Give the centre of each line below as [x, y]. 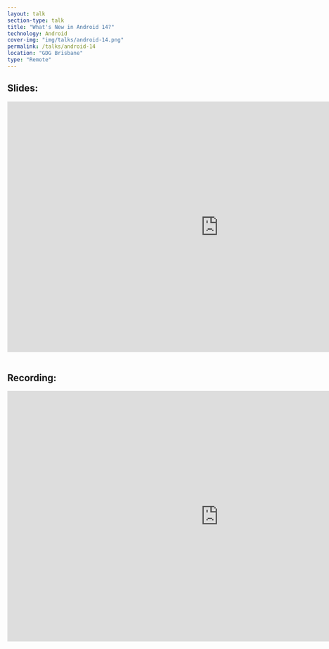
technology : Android [38, 33]
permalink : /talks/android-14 [52, 47]
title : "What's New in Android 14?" [61, 27]
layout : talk [26, 14]
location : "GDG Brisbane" [45, 54]
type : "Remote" [30, 60]
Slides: [23, 88]
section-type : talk [36, 20]
